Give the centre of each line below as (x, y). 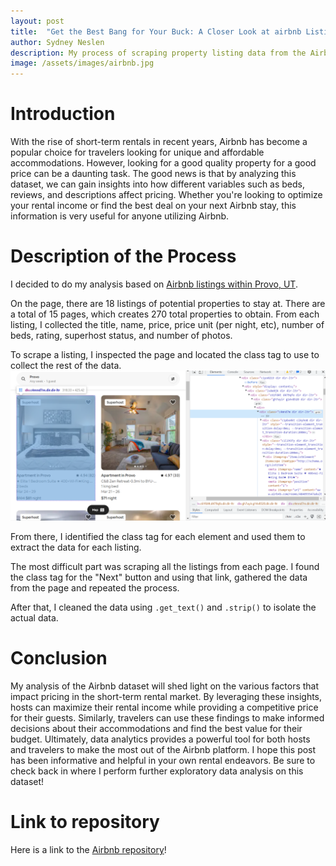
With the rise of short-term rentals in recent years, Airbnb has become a (159, 142)
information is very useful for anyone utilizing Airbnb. (120, 216)
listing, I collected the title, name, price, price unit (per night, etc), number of (167, 324)
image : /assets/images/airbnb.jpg (82, 63)
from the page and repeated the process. (95, 588)
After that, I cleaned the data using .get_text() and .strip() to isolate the (163, 607)
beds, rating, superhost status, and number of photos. (121, 335)
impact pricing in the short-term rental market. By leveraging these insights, (166, 697)
